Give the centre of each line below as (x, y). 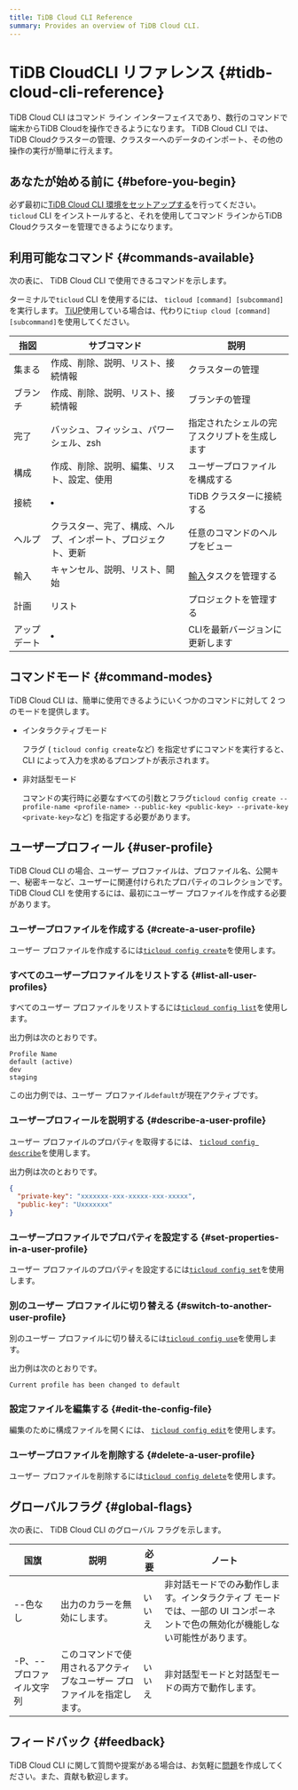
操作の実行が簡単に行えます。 (63, 151)
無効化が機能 (235, 1625)
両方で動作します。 (221, 1688)
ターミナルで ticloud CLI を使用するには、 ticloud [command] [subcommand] (146, 299)
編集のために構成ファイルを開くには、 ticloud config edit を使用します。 (145, 1429)
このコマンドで (92, 1655)
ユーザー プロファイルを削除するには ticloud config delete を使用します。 (145, 1476)
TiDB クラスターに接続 (235, 497)
